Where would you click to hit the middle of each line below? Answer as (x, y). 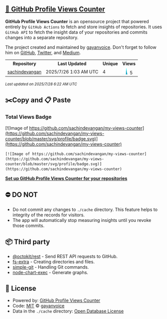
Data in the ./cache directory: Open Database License (68, 311)
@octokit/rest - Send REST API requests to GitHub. (65, 257)
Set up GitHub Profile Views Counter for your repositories (66, 178)
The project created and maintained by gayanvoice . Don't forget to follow (81, 47)
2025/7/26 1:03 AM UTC (72, 71)
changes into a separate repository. (42, 37)
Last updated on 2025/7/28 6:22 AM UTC (41, 84)
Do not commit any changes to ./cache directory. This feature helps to (85, 209)
